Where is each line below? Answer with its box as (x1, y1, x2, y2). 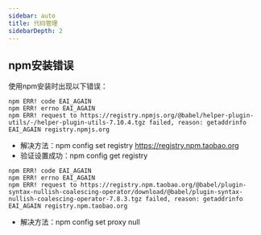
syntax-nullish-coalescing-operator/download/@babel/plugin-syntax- (8, 188, 243, 196)
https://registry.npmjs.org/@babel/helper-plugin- (80, 112, 254, 120)
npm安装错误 (8, 58, 74, 72)
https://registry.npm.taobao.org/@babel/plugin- (80, 181, 247, 189)
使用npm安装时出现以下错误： (8, 81, 109, 91)
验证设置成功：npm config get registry (19, 150, 148, 161)
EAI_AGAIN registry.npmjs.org (8, 126, 110, 134)
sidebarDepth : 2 (8, 27, 63, 35)
